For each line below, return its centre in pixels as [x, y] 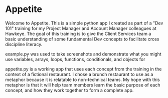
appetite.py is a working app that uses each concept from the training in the [83, 69]
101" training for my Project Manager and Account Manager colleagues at [81, 28]
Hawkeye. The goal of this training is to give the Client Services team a [78, 33]
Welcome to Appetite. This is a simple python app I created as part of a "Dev [84, 23]
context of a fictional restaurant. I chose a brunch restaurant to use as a [79, 74]
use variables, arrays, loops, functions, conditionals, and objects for [75, 59]
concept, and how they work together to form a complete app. [69, 90]
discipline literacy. [24, 44]
